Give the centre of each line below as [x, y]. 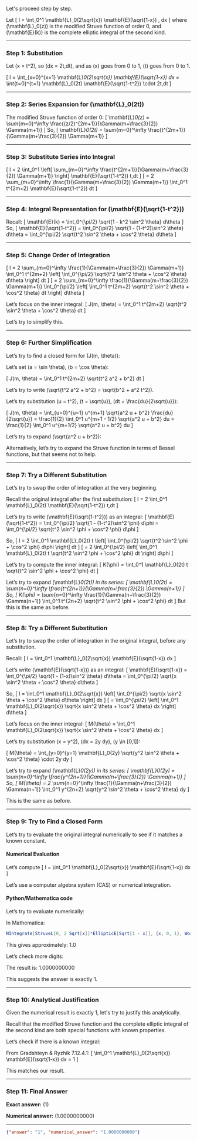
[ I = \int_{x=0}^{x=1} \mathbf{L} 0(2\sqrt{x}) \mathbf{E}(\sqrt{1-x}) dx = [93, 77]
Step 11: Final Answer [37, 1092]
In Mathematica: [26, 923]
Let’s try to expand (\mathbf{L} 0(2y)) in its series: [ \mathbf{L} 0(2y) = [90, 771]
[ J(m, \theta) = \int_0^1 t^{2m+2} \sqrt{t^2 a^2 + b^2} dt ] [75, 378]
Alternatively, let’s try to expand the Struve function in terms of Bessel [90, 448]
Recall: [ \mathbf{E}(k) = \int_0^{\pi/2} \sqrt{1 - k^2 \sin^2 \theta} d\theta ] [95, 222]
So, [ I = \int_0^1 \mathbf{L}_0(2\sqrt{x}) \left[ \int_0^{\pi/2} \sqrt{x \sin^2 [94, 694]
